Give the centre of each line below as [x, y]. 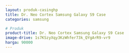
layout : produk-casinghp [32, 10]
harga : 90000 [19, 43]
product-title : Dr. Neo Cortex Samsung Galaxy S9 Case [65, 33]
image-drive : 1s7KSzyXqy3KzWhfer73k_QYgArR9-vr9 [58, 38]
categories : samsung [27, 19]
